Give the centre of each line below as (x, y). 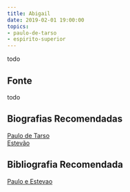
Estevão (19, 143)
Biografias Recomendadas (65, 119)
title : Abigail (29, 13)
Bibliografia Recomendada (65, 165)
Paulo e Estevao (30, 181)
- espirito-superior (37, 39)
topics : (18, 26)
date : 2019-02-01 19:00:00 (46, 20)
